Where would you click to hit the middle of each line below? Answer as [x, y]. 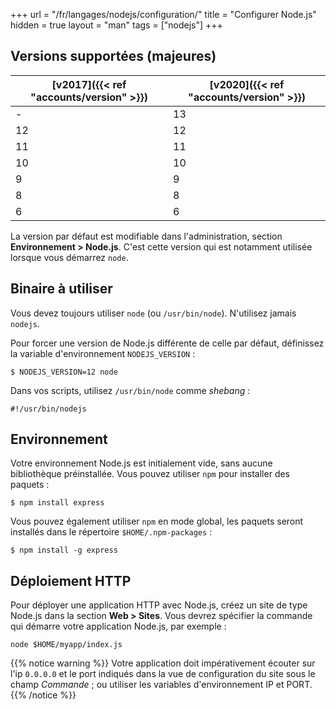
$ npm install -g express [64, 550]
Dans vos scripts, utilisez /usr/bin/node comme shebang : [130, 390]
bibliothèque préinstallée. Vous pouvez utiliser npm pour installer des [150, 474]
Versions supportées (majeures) [113, 56]
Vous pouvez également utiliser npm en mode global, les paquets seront [157, 521]
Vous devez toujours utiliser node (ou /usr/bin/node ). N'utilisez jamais [153, 313]
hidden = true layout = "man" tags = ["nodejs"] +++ [116, 25]
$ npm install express [57, 503]
